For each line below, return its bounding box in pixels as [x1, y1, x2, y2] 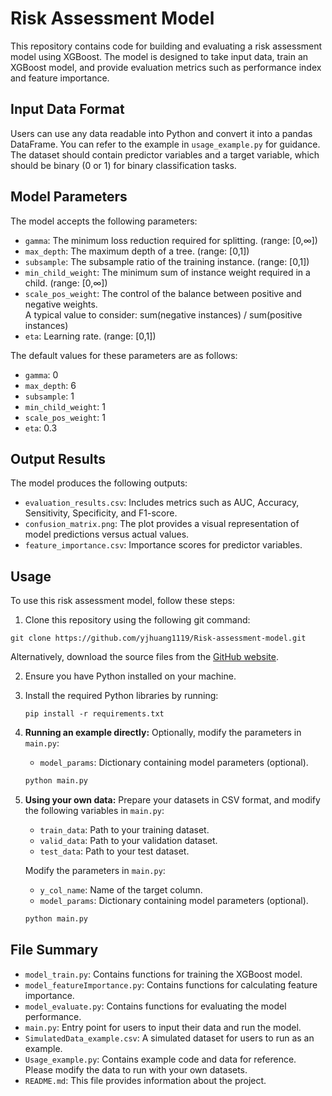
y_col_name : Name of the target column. [39, 884, 203, 896]
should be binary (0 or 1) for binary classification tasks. [10, 159, 237, 171]
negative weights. [24, 298, 98, 310]
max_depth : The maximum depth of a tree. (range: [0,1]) [24, 245, 250, 257]
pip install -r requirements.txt [24, 709, 165, 719]
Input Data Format [10, 101, 125, 118]
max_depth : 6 [24, 379, 77, 391]
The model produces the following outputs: [10, 477, 188, 489]
